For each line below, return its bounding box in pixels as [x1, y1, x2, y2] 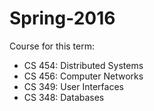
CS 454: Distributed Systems [23, 59, 144, 71]
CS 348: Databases [23, 91, 105, 103]
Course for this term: [9, 40, 96, 52]
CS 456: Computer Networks [23, 70, 144, 82]
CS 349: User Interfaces [23, 80, 124, 92]
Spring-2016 [9, 7, 116, 30]
